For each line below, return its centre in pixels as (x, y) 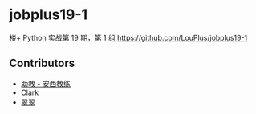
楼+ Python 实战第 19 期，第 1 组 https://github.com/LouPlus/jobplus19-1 (128, 37)
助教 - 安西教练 (46, 83)
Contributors (42, 63)
